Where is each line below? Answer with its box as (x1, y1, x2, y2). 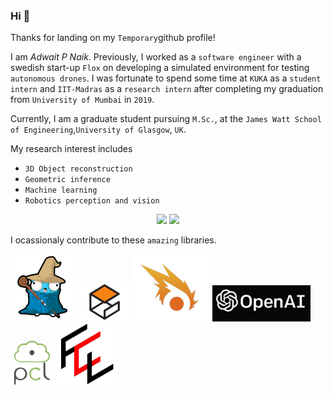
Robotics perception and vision (24, 196, 160, 206)
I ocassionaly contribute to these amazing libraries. (10, 234, 217, 246)
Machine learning (24, 185, 98, 196)
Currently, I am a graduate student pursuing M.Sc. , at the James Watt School (10, 113, 322, 125)
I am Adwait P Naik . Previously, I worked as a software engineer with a (10, 51, 302, 63)
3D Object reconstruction (24, 164, 133, 174)
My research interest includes (10, 143, 133, 155)
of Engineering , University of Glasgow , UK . (10, 124, 187, 136)
